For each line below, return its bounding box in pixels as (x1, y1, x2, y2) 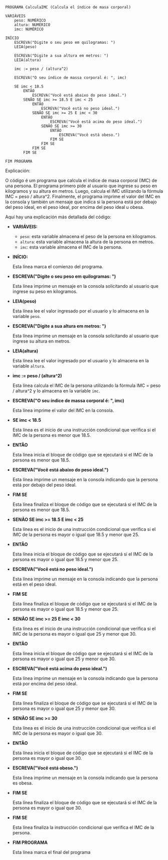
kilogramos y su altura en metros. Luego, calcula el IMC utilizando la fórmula (5, 188, 163, 194)
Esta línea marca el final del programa (12, 849, 91, 855)
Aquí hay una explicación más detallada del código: (5, 214, 111, 220)
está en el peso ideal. (12, 581, 57, 587)
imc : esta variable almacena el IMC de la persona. (20, 244, 122, 250)
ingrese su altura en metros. (12, 338, 71, 344)
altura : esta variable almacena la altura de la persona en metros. (20, 239, 154, 245)
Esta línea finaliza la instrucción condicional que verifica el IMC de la (12, 824, 154, 830)
